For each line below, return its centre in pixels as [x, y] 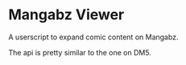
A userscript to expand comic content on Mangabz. [93, 37]
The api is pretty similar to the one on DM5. [80, 52]
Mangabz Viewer [66, 15]
